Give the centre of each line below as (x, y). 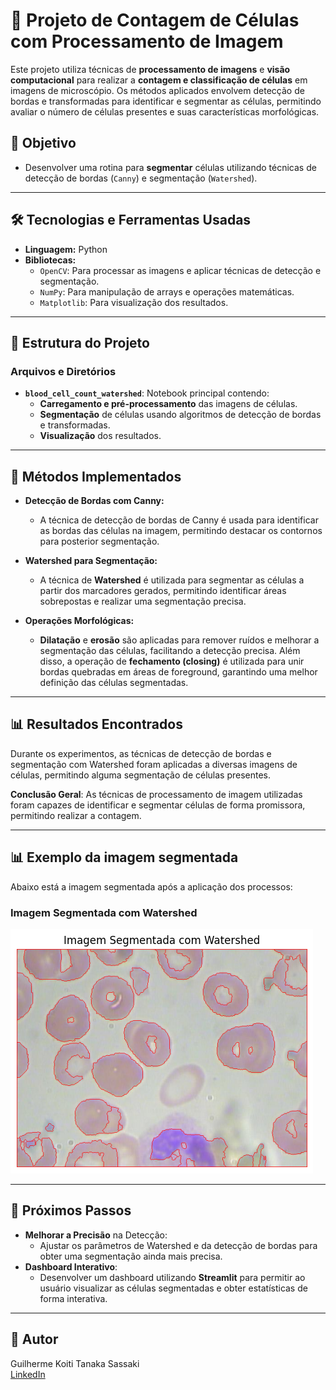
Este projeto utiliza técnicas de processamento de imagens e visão (150, 69)
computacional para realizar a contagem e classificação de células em (159, 80)
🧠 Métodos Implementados (96, 476)
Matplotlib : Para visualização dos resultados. (134, 302)
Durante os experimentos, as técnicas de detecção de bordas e (141, 753)
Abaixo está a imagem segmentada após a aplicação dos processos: (151, 886)
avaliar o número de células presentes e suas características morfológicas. (165, 111)
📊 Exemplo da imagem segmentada (124, 857)
